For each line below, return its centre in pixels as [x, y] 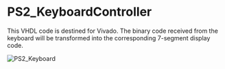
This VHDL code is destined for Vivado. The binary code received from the [113, 31]
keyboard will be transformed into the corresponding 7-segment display [109, 38]
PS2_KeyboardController [80, 12]
